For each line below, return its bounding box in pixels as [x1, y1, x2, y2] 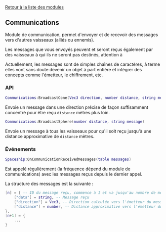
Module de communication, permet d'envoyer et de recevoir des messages [5, 32, 158, 38]
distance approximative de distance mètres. [5, 133, 95, 139]
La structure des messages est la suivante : [5, 181, 94, 187]
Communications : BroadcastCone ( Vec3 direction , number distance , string [5, 95, 156, 100]
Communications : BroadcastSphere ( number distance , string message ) [5, 119, 145, 124]
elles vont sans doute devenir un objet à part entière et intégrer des [5, 66, 142, 72]
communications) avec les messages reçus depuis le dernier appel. [5, 171, 142, 177]
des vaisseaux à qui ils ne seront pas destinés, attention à [5, 51, 123, 57]
